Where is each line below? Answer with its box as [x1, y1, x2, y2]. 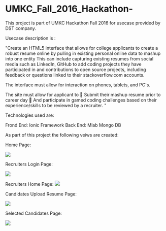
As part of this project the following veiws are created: [5, 131, 119, 138]
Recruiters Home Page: [5, 181, 54, 187]
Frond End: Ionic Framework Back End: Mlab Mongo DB [5, 122, 121, 128]
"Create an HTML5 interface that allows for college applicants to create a [5, 45, 158, 51]
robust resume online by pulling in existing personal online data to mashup [5, 50, 161, 56]
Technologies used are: [5, 112, 54, 118]
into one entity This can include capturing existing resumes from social [5, 55, 154, 61]
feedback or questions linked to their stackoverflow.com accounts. [5, 72, 145, 78]
